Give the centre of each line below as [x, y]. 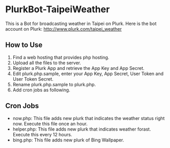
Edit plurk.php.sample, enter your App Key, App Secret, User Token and [88, 73]
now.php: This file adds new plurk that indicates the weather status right [89, 118]
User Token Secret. [33, 79]
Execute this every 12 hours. [42, 134]
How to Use [24, 45]
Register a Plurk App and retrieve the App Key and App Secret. [78, 68]
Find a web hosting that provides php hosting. [61, 57]
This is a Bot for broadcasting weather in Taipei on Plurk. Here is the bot [81, 23]
